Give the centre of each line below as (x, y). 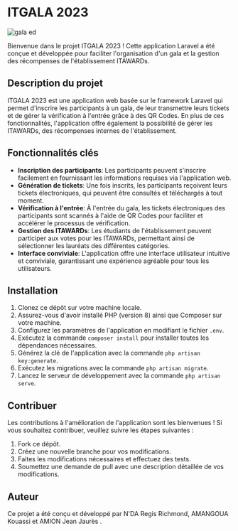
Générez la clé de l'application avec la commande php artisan (109, 353)
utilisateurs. (34, 268)
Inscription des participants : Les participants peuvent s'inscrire (112, 170)
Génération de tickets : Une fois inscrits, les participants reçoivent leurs (122, 185)
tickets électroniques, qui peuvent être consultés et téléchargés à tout (120, 193)
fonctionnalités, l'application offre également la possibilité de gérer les (110, 123)
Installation (33, 290)
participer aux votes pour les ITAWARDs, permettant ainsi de (106, 238)
